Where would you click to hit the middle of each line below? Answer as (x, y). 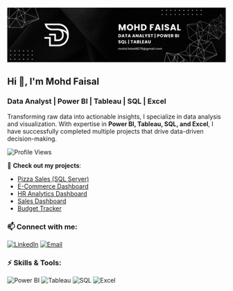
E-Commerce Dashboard (53, 186)
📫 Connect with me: (42, 227)
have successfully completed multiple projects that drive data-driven (105, 131)
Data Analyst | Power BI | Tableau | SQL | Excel (87, 101)
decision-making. (32, 139)
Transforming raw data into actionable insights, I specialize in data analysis (114, 116)
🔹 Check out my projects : (44, 165)
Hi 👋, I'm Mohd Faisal (53, 81)
